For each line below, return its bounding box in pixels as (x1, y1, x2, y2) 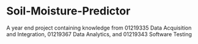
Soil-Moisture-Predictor (6, 4, 131, 18)
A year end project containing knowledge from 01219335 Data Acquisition (6, 24, 192, 31)
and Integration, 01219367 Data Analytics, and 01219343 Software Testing (6, 30, 193, 37)
